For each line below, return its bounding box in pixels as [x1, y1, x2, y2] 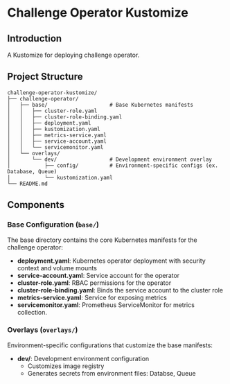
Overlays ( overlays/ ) [7, 325, 78, 335]
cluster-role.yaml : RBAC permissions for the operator [17, 279, 172, 287]
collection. [17, 308, 47, 316]
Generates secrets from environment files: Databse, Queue [27, 369, 196, 377]
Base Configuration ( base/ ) [7, 220, 99, 229]
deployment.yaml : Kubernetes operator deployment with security [17, 256, 206, 265]
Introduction [7, 33, 62, 44]
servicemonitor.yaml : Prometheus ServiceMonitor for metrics [17, 300, 195, 309]
